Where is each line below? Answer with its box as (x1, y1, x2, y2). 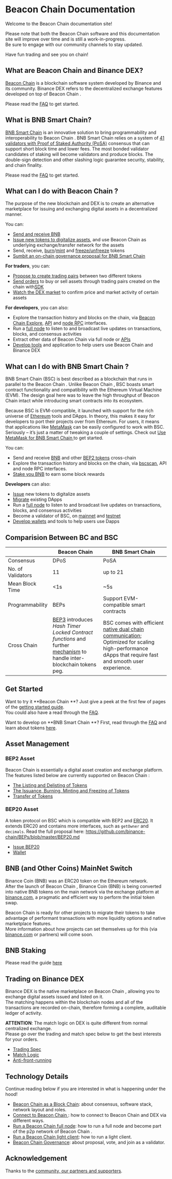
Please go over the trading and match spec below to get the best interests (5, 1031, 161, 1037)
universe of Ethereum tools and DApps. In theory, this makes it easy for (5, 413, 155, 419)
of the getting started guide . (5, 704, 65, 710)
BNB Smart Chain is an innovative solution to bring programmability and (5, 129, 157, 136)
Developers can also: (5, 481, 51, 487)
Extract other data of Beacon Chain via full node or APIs (12, 336, 131, 342)
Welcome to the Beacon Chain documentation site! (5, 21, 113, 27)
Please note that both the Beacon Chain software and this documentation (5, 30, 160, 36)
